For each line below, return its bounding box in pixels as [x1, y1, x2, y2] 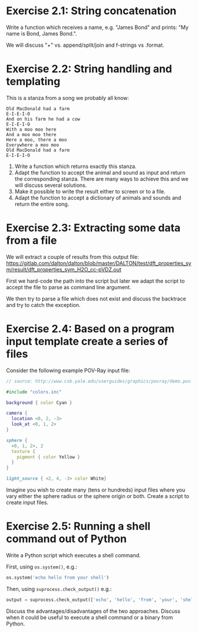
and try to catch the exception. [6, 301, 81, 308]
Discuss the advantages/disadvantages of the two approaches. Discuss [6, 608, 181, 615]
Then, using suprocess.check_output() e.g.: [6, 585, 112, 592]
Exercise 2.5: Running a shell [6, 519, 151, 533]
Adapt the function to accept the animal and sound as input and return [14, 169, 186, 176]
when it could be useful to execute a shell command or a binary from [6, 613, 173, 621]
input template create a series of [6, 335, 169, 348]
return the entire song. [14, 200, 70, 208]
